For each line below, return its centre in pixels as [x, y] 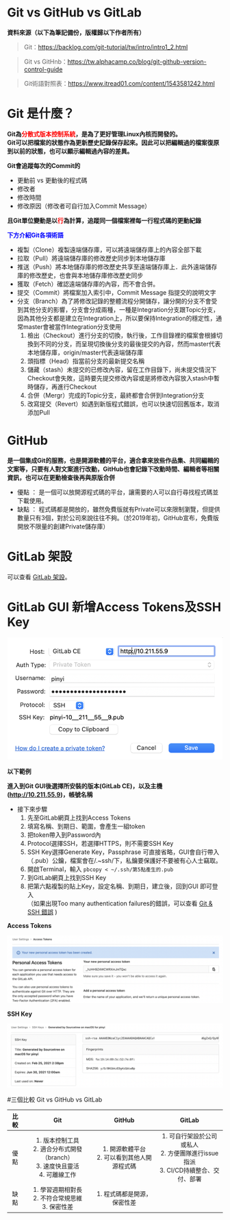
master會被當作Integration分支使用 [72, 326]
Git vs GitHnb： [46, 61]
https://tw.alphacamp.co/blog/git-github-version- [137, 61]
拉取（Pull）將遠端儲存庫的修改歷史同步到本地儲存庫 [91, 258]
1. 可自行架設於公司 [190, 1136]
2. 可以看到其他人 [121, 1158]
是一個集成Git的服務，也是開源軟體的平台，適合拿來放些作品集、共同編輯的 [113, 460]
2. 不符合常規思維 [58, 1198]
